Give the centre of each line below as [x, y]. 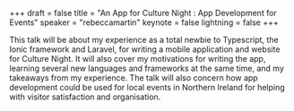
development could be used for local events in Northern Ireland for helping [147, 87]
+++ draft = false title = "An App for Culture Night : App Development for [143, 13]
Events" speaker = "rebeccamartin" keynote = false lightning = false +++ [144, 22]
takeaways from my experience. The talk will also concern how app [134, 78]
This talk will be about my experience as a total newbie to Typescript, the [144, 40]
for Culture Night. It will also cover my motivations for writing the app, [138, 59]
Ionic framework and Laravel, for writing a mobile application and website [145, 49]
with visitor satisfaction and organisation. [85, 97]
